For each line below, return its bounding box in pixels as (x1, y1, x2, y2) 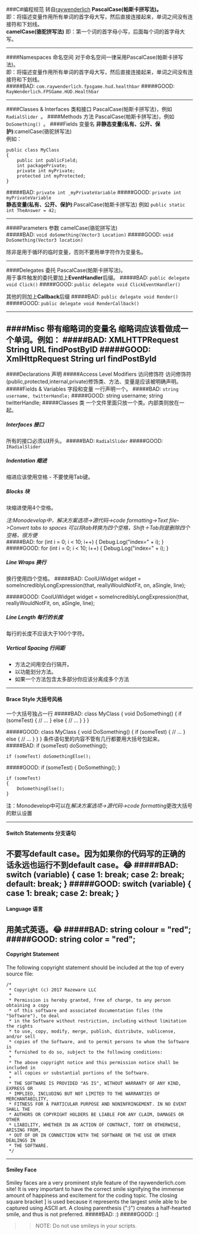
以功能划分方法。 (14, 668, 57, 675)
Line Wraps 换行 (6, 559, 47, 566)
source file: (6, 970, 34, 977)
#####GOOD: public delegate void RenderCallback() (6, 300, 140, 306)
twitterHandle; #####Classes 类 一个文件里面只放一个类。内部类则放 (6, 399, 175, 406)
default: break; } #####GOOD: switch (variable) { (6, 879, 191, 889)
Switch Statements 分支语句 (6, 829, 76, 837)
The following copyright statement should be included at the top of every (6, 964, 185, 971)
